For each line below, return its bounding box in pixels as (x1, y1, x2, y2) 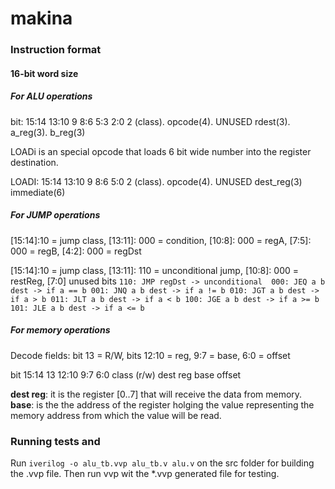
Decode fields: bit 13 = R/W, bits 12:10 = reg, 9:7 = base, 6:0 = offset (10, 349, 291, 361)
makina (10, 7, 73, 30)
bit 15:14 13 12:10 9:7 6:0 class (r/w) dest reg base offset (10, 368, 242, 381)
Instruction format (10, 43, 102, 57)
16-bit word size (10, 67, 79, 79)
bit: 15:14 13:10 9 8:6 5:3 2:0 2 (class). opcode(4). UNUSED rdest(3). (10, 115, 291, 127)
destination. (10, 156, 59, 168)
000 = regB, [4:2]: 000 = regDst (10, 245, 142, 257)
